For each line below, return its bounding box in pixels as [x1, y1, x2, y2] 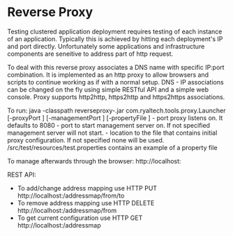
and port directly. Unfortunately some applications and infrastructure [7, 42, 205, 50]
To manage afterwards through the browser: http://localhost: [7, 156, 181, 165]
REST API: [7, 170, 36, 179]
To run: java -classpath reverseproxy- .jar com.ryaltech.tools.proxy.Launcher [7, 106, 226, 115]
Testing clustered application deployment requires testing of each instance [7, 27, 223, 36]
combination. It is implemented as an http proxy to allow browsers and [7, 71, 209, 79]
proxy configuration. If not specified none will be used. [7, 135, 165, 144]
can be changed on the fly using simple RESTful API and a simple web [7, 85, 209, 94]
